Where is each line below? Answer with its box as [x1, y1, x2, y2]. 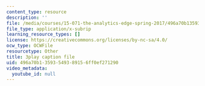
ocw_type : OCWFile [6, 43, 53, 49]
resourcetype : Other [6, 48, 59, 55]
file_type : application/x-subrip [6, 25, 92, 32]
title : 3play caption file [6, 54, 75, 60]
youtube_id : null [12, 71, 56, 77]
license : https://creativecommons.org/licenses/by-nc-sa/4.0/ [6, 37, 168, 43]
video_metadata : [6, 65, 48, 71]
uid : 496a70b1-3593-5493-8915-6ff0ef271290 [6, 59, 119, 65]
